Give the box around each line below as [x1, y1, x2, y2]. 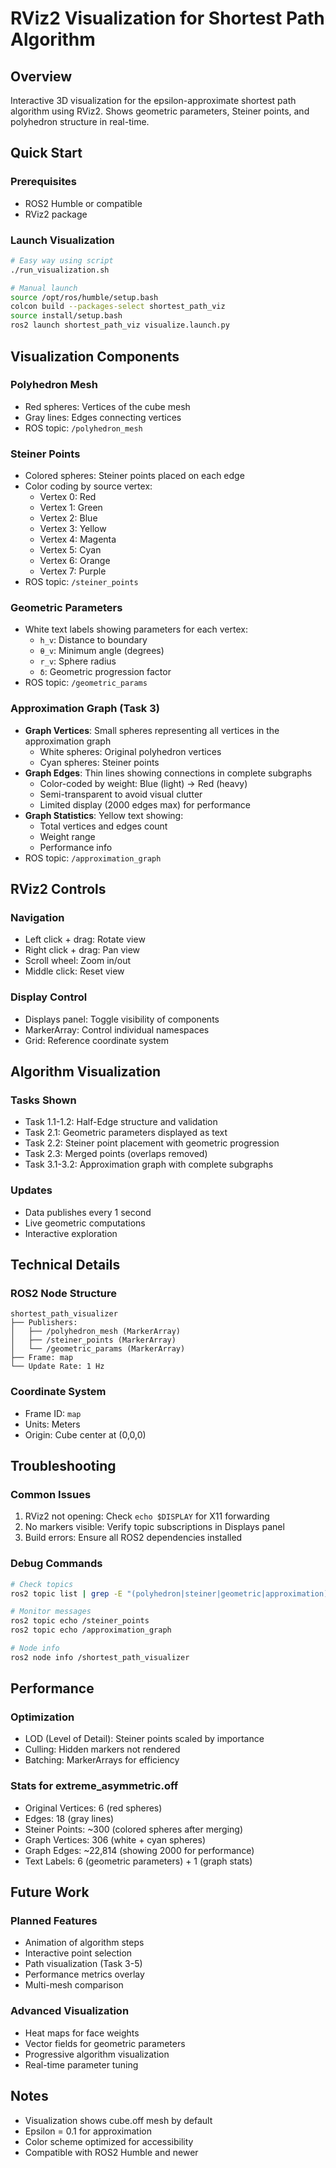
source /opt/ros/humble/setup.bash [10, 292, 159, 302]
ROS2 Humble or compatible [24, 197, 143, 209]
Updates [10, 1183, 53, 1197]
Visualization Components [10, 348, 180, 365]
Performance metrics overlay [24, 1968, 145, 1981]
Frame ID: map [24, 1407, 82, 1419]
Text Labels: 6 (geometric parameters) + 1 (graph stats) [24, 1855, 253, 1867]
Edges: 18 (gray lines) [24, 1812, 115, 1824]
